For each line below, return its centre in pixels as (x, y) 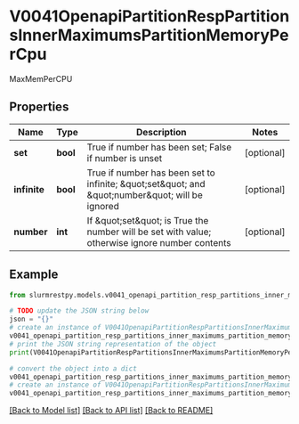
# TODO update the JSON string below (79, 311)
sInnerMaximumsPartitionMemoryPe (149, 35)
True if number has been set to (151, 173)
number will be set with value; (149, 232)
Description (162, 132)
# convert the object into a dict (73, 368)
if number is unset (125, 158)
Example (34, 275)
